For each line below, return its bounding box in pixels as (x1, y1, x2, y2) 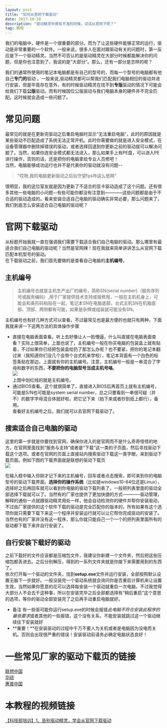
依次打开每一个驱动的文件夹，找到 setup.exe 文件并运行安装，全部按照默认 (5, 571, 157, 577)
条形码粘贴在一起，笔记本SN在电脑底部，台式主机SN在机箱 (30, 300, 152, 306)
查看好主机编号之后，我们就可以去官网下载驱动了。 (12, 408, 117, 414)
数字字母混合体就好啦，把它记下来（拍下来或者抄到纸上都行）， (25, 396, 154, 402)
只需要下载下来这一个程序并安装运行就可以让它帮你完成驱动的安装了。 (18, 510, 162, 516)
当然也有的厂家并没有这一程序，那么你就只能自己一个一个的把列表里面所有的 (5, 516, 162, 522)
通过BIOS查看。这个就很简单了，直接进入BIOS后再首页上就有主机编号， (12, 383, 160, 389)
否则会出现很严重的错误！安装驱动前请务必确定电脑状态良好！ (21, 631, 148, 638)
